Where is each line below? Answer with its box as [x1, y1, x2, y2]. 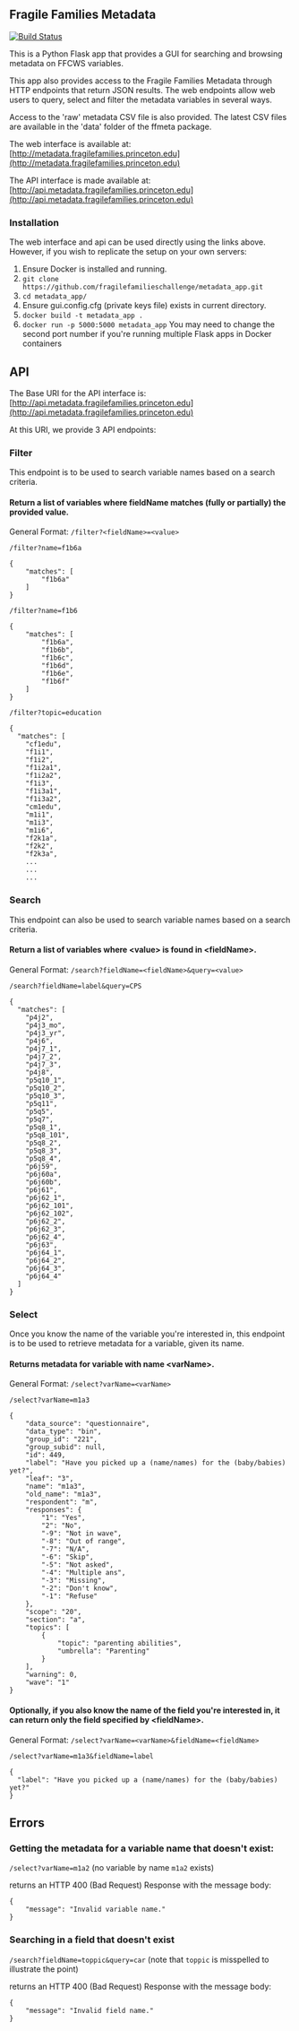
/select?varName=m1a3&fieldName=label [9, 1751, 154, 1760]
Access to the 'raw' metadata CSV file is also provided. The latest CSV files [9, 111, 287, 122]
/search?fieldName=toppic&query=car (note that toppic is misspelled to [9, 1954, 269, 1965]
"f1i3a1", [25, 787, 63, 796]
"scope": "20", [25, 1608, 82, 1617]
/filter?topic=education [9, 708, 102, 718]
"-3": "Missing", [41, 1577, 106, 1586]
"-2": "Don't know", [41, 1584, 118, 1594]
